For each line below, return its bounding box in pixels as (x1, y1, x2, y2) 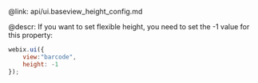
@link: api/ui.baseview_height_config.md (8, 7, 143, 16)
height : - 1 (22, 60, 59, 68)
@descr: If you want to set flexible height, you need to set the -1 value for (8, 22, 250, 31)
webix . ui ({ (8, 46, 45, 54)
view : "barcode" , (22, 53, 77, 61)
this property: (8, 31, 54, 40)
